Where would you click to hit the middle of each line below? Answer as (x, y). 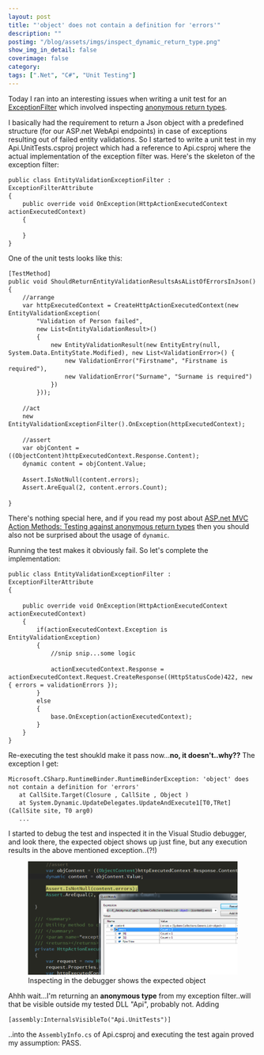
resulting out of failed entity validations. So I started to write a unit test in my (132, 139)
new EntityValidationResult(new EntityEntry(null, (136, 345)
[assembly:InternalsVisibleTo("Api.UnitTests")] (90, 1019)
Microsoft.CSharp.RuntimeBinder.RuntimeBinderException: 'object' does (128, 779)
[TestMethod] (30, 273)
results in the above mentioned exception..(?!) (83, 850)
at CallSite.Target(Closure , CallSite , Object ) (104, 795)
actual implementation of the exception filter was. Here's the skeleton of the (132, 156)
